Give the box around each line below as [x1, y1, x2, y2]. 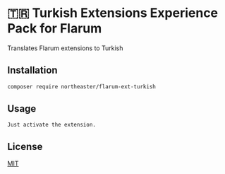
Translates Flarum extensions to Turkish [7, 44, 123, 52]
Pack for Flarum [7, 21, 102, 37]
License [7, 140, 43, 153]
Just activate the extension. [7, 122, 97, 129]
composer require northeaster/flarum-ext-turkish [7, 83, 157, 90]
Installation [7, 64, 58, 76]
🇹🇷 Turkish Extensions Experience [7, 5, 219, 21]
